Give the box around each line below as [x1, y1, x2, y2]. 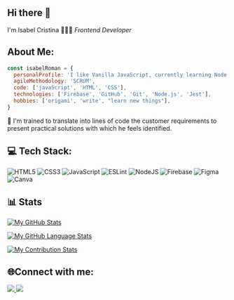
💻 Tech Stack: [7, 145, 72, 157]
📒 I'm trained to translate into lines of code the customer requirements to [7, 117, 217, 125]
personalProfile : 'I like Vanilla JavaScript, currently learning [13, 71, 212, 78]
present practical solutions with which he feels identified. [7, 124, 172, 132]
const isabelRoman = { [7, 65, 74, 72]
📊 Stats [7, 196, 43, 208]
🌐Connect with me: [7, 266, 94, 278]
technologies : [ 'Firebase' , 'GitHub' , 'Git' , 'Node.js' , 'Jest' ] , [13, 91, 212, 98]
